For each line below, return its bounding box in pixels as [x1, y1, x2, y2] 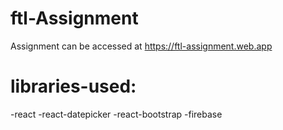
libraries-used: [10, 75, 137, 98]
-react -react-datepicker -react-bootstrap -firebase [10, 108, 223, 120]
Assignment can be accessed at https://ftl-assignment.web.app [10, 40, 273, 52]
